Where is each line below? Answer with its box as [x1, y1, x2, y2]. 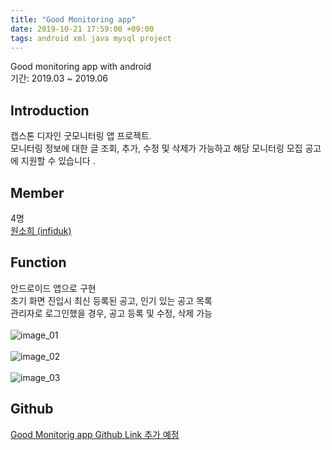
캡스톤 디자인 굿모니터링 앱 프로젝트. [10, 130, 152, 142]
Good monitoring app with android [10, 61, 152, 73]
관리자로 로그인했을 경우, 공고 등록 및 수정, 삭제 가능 [10, 307, 213, 319]
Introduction [10, 102, 90, 119]
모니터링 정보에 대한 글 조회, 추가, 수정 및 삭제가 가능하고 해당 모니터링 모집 [10, 142, 303, 155]
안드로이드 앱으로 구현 [10, 282, 97, 294]
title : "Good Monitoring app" [10, 14, 137, 25]
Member [10, 184, 65, 201]
